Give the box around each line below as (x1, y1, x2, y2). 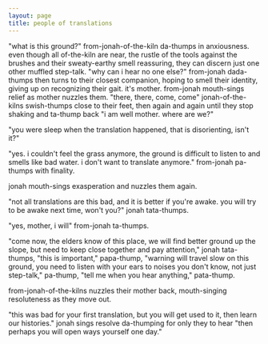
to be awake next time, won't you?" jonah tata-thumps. (8, 205, 190, 214)
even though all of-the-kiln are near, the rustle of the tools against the (8, 50, 238, 59)
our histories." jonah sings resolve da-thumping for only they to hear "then (8, 318, 254, 328)
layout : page (8, 11, 52, 20)
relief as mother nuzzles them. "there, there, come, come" (8, 92, 200, 102)
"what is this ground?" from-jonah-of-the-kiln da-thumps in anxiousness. (8, 41, 250, 50)
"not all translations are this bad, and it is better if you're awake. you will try (8, 197, 257, 206)
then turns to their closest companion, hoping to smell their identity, (34, 75, 258, 85)
